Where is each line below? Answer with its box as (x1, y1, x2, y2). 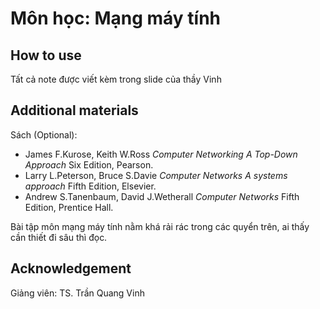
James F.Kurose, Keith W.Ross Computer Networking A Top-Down (24, 148, 298, 160)
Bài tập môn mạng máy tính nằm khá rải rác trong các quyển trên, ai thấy (10, 220, 310, 232)
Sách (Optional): (10, 128, 78, 141)
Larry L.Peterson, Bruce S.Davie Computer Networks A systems (24, 169, 288, 181)
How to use (10, 47, 82, 64)
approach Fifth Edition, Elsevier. (24, 180, 157, 192)
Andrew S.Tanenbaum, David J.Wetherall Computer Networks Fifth (24, 190, 300, 202)
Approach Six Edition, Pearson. (24, 158, 154, 171)
